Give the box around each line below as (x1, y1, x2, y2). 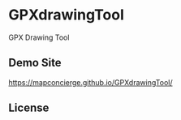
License (8, 101, 50, 115)
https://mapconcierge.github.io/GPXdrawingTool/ (8, 77, 173, 87)
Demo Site (8, 56, 62, 70)
